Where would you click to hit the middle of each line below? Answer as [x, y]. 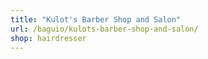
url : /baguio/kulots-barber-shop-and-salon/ [104, 29]
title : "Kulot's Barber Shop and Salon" [96, 19]
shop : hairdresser [48, 38]
